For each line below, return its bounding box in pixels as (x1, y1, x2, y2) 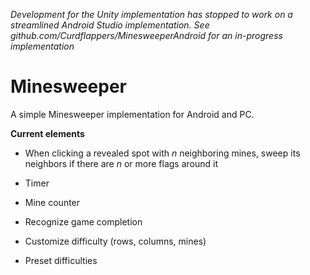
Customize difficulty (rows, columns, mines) (24, 235, 207, 247)
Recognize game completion (24, 215, 143, 228)
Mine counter (24, 196, 81, 208)
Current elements (10, 127, 85, 139)
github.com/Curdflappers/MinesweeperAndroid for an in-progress (10, 30, 283, 41)
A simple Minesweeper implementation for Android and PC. (10, 108, 255, 120)
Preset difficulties (24, 254, 98, 266)
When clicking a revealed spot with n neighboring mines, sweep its (24, 147, 301, 159)
